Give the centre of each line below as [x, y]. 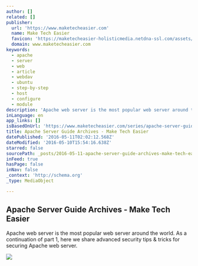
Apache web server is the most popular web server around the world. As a [97, 233]
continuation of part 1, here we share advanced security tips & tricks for [93, 239]
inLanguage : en [25, 115]
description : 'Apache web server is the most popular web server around [97, 110]
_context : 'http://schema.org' [44, 176]
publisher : [19, 22]
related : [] [21, 17]
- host [19, 93]
